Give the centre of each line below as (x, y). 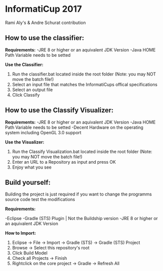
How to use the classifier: (45, 38)
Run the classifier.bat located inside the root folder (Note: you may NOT (84, 74)
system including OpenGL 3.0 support (43, 132)
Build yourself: (28, 182)
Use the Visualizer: (25, 142)
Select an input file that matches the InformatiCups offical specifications (85, 84)
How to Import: (20, 233)
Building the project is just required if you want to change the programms (79, 194)
